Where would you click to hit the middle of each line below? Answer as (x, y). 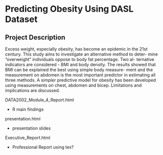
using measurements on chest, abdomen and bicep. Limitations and (73, 85)
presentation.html (23, 119)
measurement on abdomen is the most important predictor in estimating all (80, 75)
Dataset (21, 19)
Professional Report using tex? (43, 147)
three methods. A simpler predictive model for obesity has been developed (81, 80)
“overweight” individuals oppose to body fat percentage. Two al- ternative (80, 59)
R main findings (28, 109)
